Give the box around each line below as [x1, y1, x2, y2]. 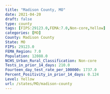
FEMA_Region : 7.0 [5, 49, 41, 54]
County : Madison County [5, 35, 55, 40]
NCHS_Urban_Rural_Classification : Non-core [5, 58, 97, 63]
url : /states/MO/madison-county [5, 81, 72, 86]
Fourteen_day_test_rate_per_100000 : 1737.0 [5, 68, 97, 73]
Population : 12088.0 [5, 53, 48, 59]
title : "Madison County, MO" [5, 7, 66, 12]
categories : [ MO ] [5, 30, 41, 35]
